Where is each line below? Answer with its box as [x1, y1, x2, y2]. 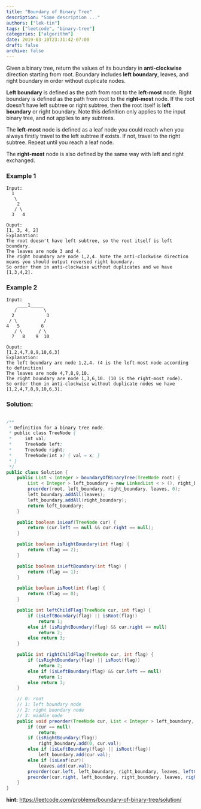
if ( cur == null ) [28, 724, 71, 730]
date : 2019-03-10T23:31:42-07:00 [6, 37, 90, 43]
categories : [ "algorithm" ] [6, 31, 74, 37]
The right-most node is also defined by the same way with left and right [6, 150, 184, 157]
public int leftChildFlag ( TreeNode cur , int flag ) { [17, 607, 151, 613]
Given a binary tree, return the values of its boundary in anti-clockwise [6, 64, 182, 71]
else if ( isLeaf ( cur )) [28, 757, 84, 763]
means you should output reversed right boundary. [6, 259, 135, 265]
